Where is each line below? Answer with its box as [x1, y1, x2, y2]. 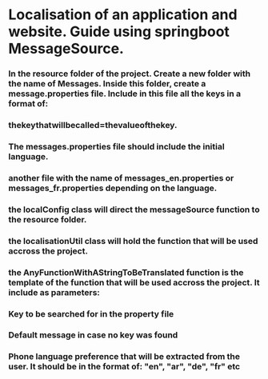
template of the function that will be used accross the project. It [8, 277, 260, 288]
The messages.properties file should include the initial [8, 141, 226, 152]
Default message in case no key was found [8, 329, 178, 341]
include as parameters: [8, 286, 100, 297]
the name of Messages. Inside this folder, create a [8, 78, 206, 90]
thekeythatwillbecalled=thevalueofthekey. [8, 120, 178, 131]
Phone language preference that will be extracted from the [8, 351, 240, 362]
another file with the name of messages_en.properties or [8, 172, 234, 183]
